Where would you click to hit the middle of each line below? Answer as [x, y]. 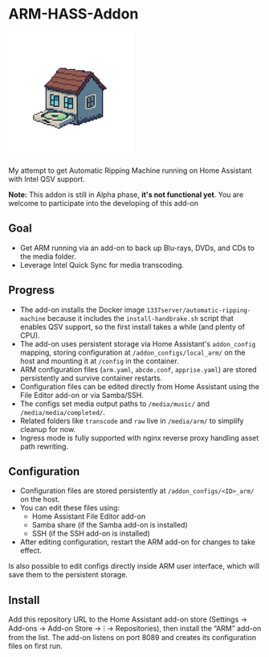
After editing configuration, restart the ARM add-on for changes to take [137, 542]
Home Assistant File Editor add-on [89, 516]
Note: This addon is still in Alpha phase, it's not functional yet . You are [126, 195]
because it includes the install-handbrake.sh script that [141, 318]
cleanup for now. [48, 429]
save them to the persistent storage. [68, 575]
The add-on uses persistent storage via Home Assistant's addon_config [138, 343]
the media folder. [48, 256]
